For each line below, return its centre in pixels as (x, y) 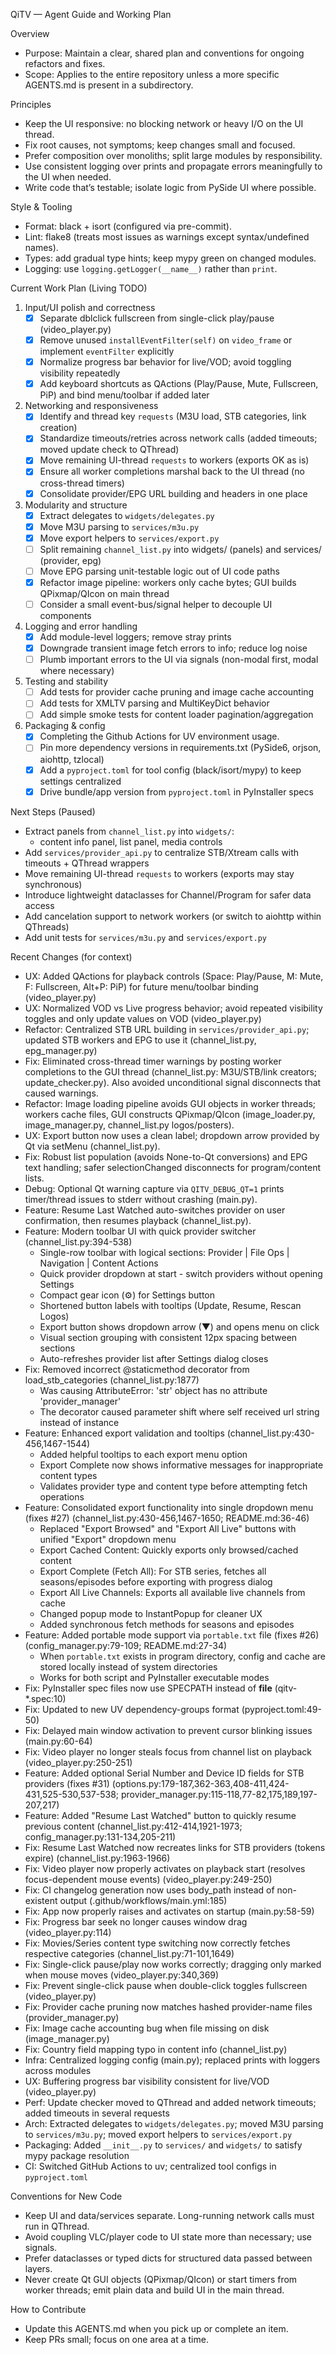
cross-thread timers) (82, 483)
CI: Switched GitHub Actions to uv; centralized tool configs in (150, 2166)
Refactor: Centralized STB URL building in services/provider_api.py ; (167, 1029)
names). (41, 247)
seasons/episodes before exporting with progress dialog (156, 1581)
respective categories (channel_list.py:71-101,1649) (129, 1953)
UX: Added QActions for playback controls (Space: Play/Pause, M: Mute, (174, 976)
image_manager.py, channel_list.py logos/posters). (129, 1125)
